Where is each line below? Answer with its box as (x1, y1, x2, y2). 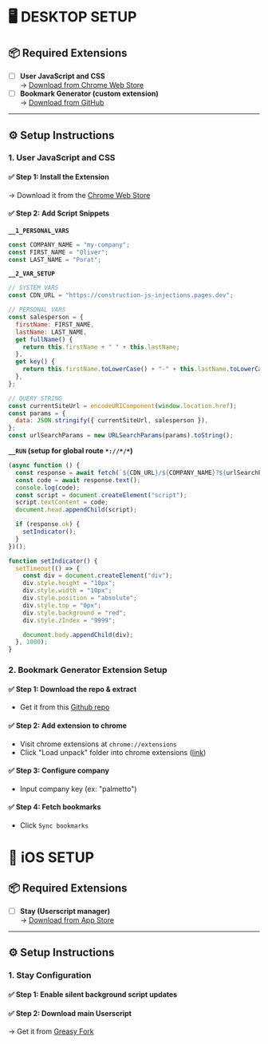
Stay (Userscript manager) (19, 906, 110, 915)
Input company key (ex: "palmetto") (19, 784, 137, 793)
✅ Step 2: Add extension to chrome (8, 721, 128, 730)
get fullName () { (15, 335, 73, 343)
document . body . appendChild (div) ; (22, 631, 134, 639)
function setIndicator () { (8, 557, 98, 565)
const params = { (8, 409, 66, 417)
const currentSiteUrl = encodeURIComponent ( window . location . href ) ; (8, 401, 238, 409)
